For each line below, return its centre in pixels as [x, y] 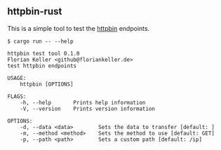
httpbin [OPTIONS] [47, 84]
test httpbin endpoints [42, 66]
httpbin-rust [35, 12]
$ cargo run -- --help [40, 41]
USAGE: [17, 78]
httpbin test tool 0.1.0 [43, 53]
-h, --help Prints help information [83, 102]
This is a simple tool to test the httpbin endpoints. [79, 28]
